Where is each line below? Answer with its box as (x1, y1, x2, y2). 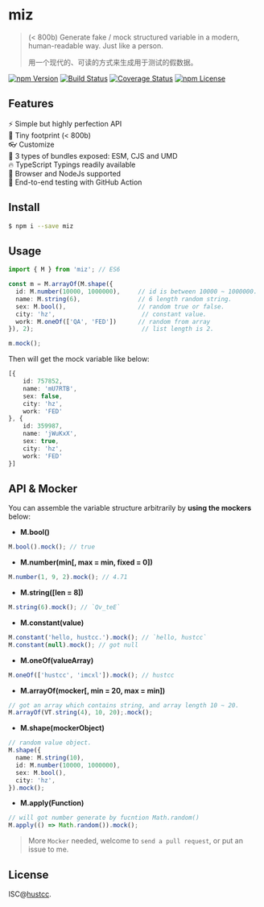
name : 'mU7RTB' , (23, 384, 78, 392)
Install (8, 201, 40, 214)
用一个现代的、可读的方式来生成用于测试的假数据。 (27, 57, 198, 67)
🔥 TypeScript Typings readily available (8, 159, 136, 169)
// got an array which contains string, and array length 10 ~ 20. (8, 701, 240, 710)
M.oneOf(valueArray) (19, 655, 94, 665)
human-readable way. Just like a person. (27, 40, 163, 50)
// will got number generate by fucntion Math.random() (8, 814, 200, 822)
